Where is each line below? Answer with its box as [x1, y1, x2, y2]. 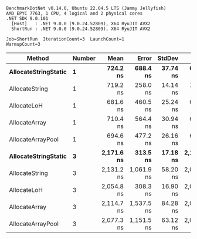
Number [72, 54, 96, 62]
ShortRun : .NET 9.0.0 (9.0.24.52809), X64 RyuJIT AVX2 [11, 26, 151, 32]
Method [26, 54, 49, 62]
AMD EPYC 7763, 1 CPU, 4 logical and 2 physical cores [6, 11, 143, 16]
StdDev [157, 54, 179, 62]
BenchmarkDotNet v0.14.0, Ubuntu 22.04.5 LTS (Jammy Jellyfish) [6, 5, 167, 11]
